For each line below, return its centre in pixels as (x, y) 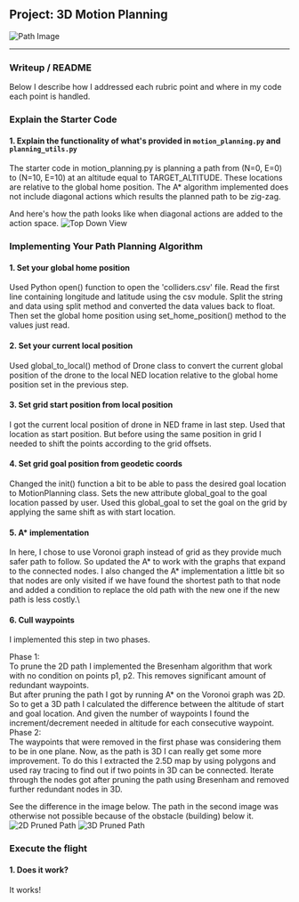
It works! (25, 890)
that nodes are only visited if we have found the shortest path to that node (145, 581)
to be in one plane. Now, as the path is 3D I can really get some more (136, 752)
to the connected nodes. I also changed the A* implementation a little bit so (147, 571)
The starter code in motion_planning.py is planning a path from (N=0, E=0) (146, 168)
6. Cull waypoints (42, 620)
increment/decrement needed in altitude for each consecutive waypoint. (141, 723)
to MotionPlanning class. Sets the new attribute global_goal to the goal (138, 492)
